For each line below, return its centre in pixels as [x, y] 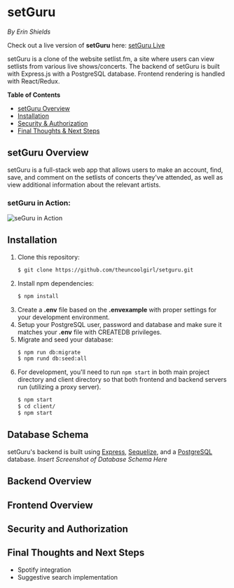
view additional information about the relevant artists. [84, 185]
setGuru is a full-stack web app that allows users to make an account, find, [115, 170]
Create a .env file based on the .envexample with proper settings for [117, 309]
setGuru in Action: [39, 203]
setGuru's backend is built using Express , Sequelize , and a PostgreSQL [110, 452]
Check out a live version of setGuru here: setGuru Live [86, 45]
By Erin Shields [29, 32]
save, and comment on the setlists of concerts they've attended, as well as [115, 177]
